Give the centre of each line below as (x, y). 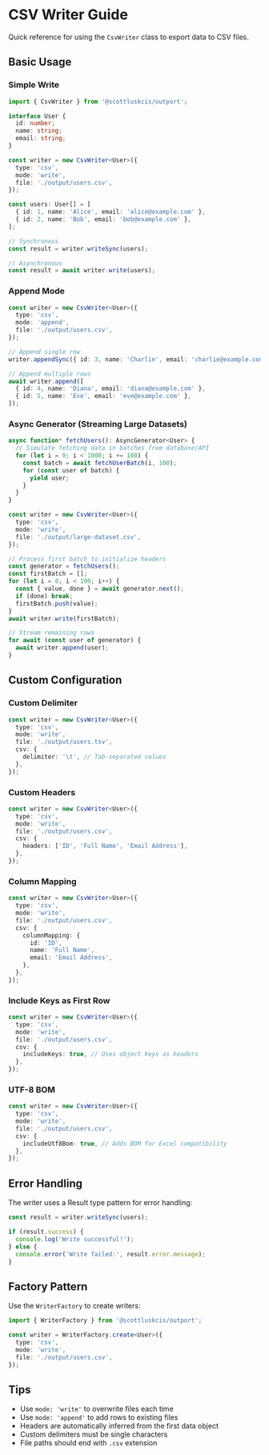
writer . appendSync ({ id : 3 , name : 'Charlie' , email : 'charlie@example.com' (137, 359)
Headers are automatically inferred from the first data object (119, 1426)
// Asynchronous (35, 263)
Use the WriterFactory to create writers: (74, 1306)
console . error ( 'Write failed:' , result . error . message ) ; (110, 1254)
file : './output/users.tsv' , (64, 742)
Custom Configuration (65, 680)
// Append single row (44, 352)
